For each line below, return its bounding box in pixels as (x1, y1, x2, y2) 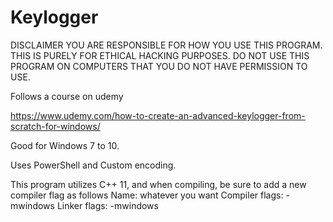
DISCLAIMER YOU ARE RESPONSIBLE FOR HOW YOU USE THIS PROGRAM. (10, 39, 323, 51)
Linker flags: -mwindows (56, 199, 159, 211)
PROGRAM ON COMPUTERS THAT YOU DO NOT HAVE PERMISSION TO (10, 60, 308, 72)
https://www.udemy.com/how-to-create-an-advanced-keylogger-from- (10, 109, 306, 121)
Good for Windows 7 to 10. (10, 139, 120, 151)
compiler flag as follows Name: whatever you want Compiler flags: (10, 189, 284, 201)
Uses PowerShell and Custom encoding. (10, 159, 177, 171)
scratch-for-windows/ (10, 120, 101, 132)
